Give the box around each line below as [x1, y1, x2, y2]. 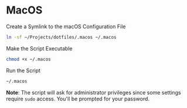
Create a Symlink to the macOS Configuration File [6, 23, 126, 30]
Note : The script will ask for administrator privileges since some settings [6, 89, 181, 96]
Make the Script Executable [6, 45, 73, 52]
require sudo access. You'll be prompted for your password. [6, 95, 150, 102]
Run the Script [6, 67, 41, 74]
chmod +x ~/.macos [6, 56, 51, 62]
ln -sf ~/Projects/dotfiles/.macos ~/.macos [6, 34, 117, 40]
